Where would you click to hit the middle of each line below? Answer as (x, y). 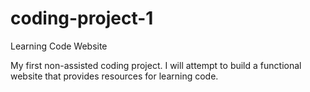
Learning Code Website (59, 46)
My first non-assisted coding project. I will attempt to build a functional (156, 65)
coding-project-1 (82, 18)
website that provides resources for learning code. (114, 76)
